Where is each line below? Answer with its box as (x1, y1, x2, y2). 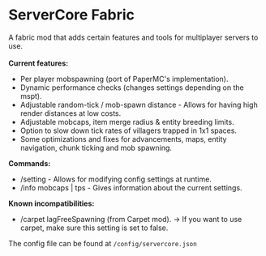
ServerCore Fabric (8, 6, 135, 24)
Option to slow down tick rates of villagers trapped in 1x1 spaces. (19, 126, 238, 135)
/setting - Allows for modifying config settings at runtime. (19, 174, 212, 184)
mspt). (19, 91, 42, 100)
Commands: (8, 158, 51, 168)
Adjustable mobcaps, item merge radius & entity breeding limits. (19, 117, 234, 126)
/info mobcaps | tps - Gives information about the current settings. (19, 182, 242, 192)
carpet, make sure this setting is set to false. (19, 223, 169, 233)
